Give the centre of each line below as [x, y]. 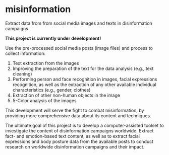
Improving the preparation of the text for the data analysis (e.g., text [83, 68]
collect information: [25, 53]
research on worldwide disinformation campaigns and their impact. [75, 146]
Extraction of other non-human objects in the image [66, 95]
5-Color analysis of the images [44, 100]
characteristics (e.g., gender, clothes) [51, 90]
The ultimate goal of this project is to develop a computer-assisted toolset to [84, 125]
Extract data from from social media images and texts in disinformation [79, 23]
